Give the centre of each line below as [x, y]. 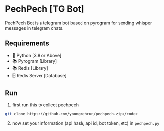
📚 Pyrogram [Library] [35, 61]
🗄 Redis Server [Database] [39, 75]
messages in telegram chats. [34, 28]
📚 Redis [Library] [30, 68]
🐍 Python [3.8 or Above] [37, 55]
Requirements [27, 44]
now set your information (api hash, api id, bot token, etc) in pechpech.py [86, 123]
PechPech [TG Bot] [45, 9]
